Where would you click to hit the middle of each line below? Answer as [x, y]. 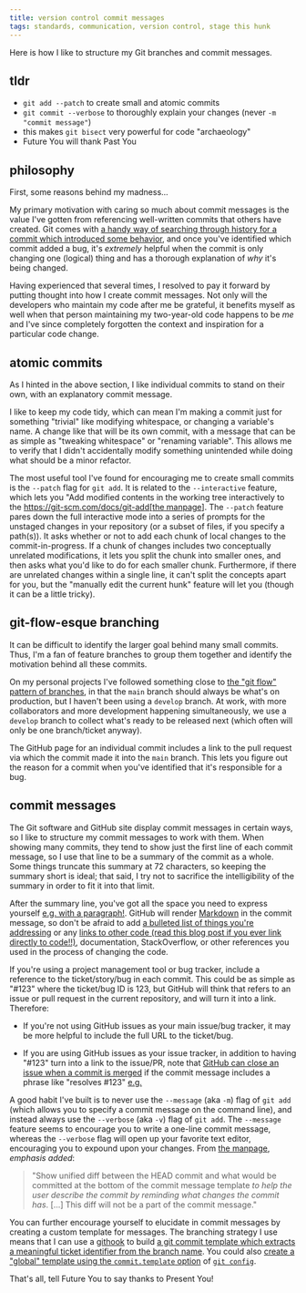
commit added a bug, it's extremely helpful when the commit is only [137, 249]
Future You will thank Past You [79, 141]
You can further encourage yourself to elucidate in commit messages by [145, 1222]
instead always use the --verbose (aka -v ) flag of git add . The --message [146, 1119]
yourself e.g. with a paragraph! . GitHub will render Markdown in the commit [151, 913]
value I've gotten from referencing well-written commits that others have [146, 220]
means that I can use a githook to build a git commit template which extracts [153, 1241]
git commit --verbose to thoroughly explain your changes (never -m [149, 113]
